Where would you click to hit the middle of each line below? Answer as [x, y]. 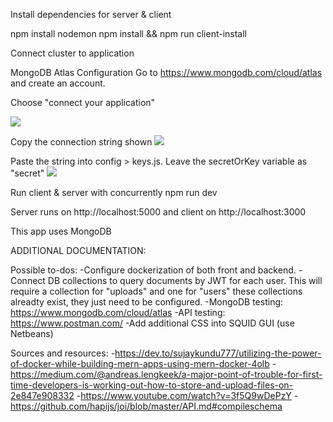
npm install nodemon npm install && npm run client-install [128, 33]
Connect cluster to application [72, 53]
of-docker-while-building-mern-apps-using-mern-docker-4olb [140, 363]
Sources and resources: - [63, 353]
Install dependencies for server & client [91, 14]
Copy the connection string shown [81, 142]
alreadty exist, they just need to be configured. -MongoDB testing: [147, 302]
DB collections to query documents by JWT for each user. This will [185, 280]
